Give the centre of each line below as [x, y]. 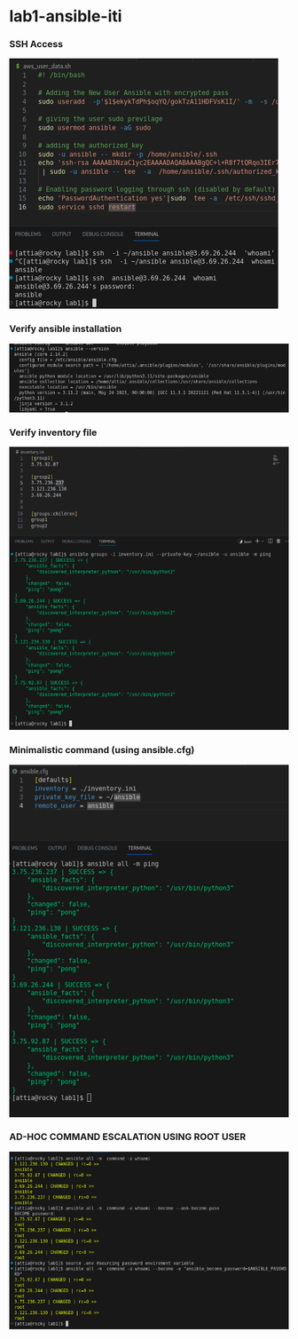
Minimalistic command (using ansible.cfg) [102, 750]
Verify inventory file [53, 432]
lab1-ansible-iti [66, 16]
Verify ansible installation [66, 329]
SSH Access [36, 44]
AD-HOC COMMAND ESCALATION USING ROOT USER [128, 1137]
